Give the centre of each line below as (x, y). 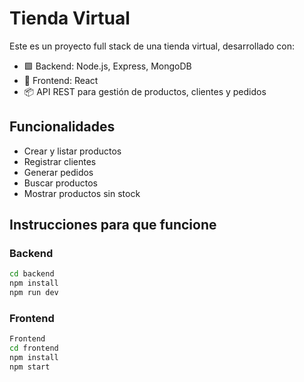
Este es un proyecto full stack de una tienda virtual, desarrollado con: (152, 46)
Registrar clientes (60, 161)
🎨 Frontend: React (61, 80)
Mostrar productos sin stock (82, 193)
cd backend (32, 274)
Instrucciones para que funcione (113, 225)
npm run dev (34, 293)
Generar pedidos (58, 172)
